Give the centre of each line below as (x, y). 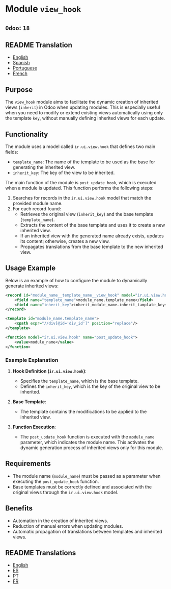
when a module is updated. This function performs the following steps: (79, 188)
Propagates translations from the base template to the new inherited (92, 247)
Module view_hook (43, 9)
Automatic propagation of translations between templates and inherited (87, 531)
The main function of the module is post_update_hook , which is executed (81, 183)
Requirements (28, 464)
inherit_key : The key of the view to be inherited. (64, 173)
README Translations (41, 553)
